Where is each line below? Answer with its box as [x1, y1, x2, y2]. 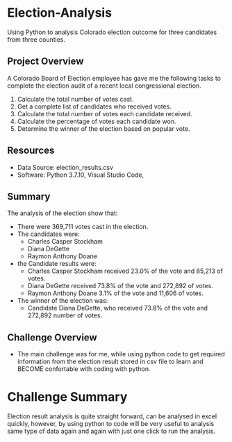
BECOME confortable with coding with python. [17, 365, 151, 373]
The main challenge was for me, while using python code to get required [17, 350, 226, 358]
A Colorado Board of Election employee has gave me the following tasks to [7, 74, 221, 82]
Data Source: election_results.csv [17, 163, 113, 171]
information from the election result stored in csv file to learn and [17, 357, 204, 366]
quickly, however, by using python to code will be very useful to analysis [7, 420, 215, 428]
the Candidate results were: [17, 260, 97, 268]
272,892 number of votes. [27, 311, 103, 319]
